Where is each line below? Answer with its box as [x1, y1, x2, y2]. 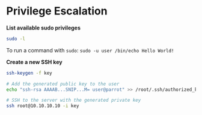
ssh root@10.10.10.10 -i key [6, 103, 79, 109]
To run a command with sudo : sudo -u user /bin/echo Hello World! [6, 46, 174, 54]
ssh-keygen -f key [6, 70, 52, 76]
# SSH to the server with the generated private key [6, 98, 141, 104]
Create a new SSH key [6, 58, 63, 66]
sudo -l [6, 36, 26, 42]
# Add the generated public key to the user [6, 81, 120, 87]
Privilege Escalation [6, 4, 108, 18]
